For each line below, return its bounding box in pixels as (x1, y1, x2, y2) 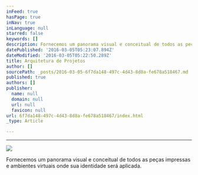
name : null (11, 91, 38, 97)
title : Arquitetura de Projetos (6, 58, 85, 64)
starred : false (6, 31, 44, 37)
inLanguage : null (6, 25, 49, 31)
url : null (11, 101, 35, 108)
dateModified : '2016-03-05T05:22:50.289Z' (6, 52, 112, 58)
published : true (6, 74, 46, 80)
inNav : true (6, 19, 35, 25)
